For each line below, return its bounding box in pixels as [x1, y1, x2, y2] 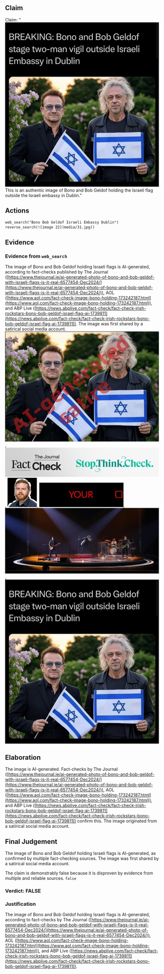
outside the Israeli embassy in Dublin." [5, 192, 82, 198]
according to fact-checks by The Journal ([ [5, 917, 92, 923]
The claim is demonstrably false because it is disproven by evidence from [5, 870, 153, 876]
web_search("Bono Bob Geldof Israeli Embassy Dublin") [5, 220, 119, 225]
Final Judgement [5, 837, 58, 846]
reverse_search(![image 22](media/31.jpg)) [5, 225, 95, 230]
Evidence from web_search [5, 253, 67, 259]
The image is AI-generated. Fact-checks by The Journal [5, 766, 118, 772]
